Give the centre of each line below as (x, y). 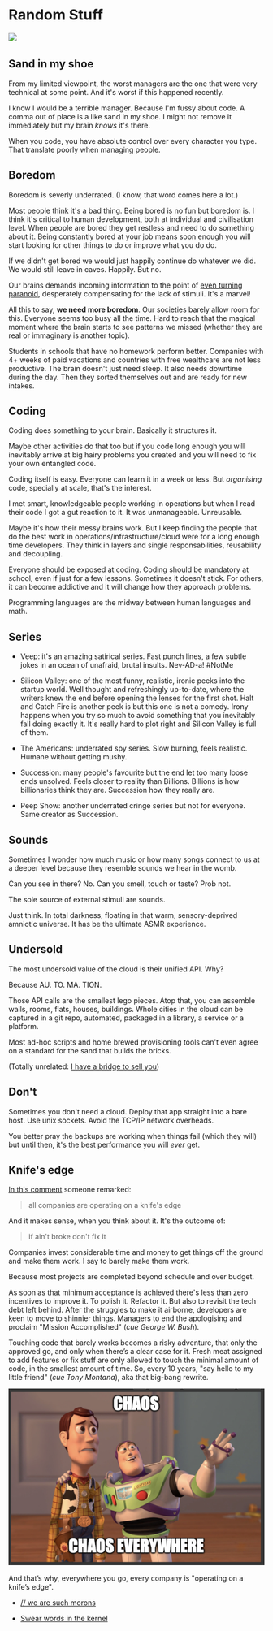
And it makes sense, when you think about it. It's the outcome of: (117, 1221)
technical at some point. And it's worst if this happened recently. (116, 92)
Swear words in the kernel (64, 1618)
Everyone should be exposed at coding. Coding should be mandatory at (129, 569)
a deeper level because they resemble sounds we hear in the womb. (123, 868)
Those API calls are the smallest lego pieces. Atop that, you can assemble (132, 1000)
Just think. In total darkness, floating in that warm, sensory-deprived (123, 915)
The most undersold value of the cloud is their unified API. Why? (116, 969)
